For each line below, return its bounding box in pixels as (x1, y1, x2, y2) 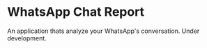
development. (7, 34, 47, 42)
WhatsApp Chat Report (7, 4, 145, 20)
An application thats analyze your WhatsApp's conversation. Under (7, 27, 200, 35)
